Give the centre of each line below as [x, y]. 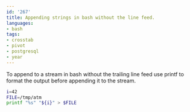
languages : [20, 23]
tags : [13, 35]
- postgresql [23, 51]
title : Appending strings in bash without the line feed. [81, 18]
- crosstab [20, 40]
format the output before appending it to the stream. [71, 81]
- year [14, 57]
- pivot [16, 46]
